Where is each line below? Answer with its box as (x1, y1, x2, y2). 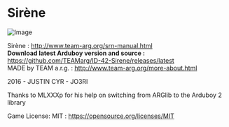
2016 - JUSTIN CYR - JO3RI (7, 77, 88, 85)
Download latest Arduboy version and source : (7, 49, 146, 57)
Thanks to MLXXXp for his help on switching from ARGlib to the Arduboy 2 (7, 91, 222, 99)
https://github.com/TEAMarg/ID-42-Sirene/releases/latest (7, 56, 175, 64)
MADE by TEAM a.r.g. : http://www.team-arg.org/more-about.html (7, 63, 197, 72)
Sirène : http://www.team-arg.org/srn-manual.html (7, 41, 153, 50)
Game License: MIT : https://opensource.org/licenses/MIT (7, 112, 175, 120)
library (7, 98, 26, 106)
